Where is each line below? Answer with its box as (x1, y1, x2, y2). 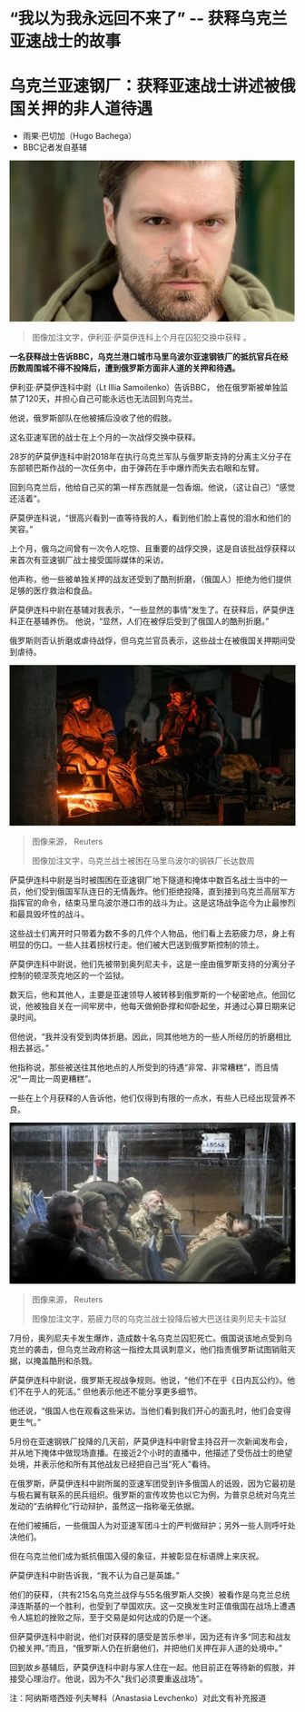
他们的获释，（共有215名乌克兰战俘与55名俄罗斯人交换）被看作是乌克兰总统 (9, 1588, 290, 1599)
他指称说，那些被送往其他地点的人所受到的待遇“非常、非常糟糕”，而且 (9, 1062, 271, 1073)
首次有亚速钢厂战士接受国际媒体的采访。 (16, 554, 169, 565)
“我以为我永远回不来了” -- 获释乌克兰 (9, 8, 288, 29)
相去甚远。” (9, 1043, 50, 1054)
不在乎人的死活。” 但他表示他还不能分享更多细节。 (16, 1386, 202, 1397)
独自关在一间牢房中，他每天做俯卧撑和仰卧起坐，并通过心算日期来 (40, 1001, 288, 1012)
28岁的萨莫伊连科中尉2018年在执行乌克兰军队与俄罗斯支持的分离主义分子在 (9, 450, 292, 461)
